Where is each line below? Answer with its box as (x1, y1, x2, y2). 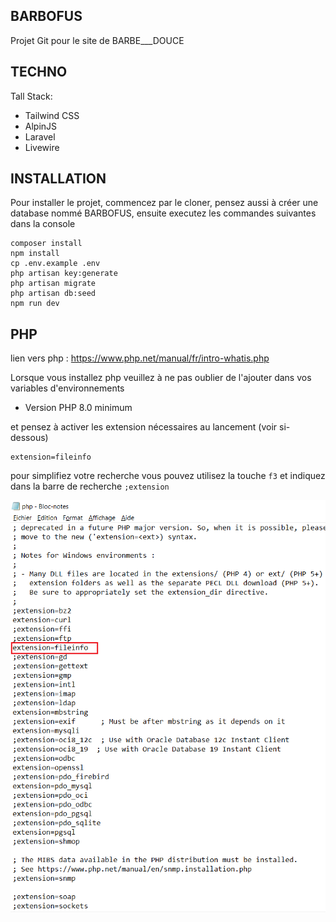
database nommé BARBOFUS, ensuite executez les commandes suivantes (10, 207, 317, 219)
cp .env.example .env (10, 259, 101, 269)
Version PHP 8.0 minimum (24, 402, 133, 414)
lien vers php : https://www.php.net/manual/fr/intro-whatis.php (10, 352, 270, 364)
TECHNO (10, 64, 68, 81)
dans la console (10, 218, 76, 230)
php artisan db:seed (10, 289, 97, 299)
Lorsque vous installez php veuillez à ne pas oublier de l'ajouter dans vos (10, 372, 312, 384)
